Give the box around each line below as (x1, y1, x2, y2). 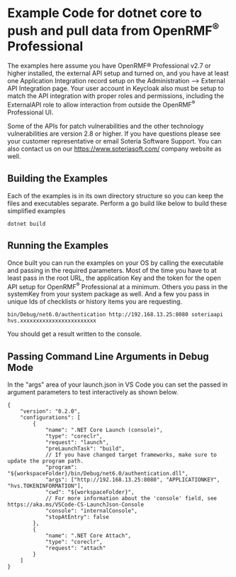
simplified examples (7, 206, 66, 215)
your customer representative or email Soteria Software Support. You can (7, 136, 222, 145)
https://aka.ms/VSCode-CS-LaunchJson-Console (7, 501, 144, 509)
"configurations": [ (20, 414, 81, 421)
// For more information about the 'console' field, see (45, 495, 218, 502)
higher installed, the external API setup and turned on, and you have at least (7, 69, 229, 77)
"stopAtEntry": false (45, 514, 110, 521)
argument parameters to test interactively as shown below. (7, 388, 179, 397)
